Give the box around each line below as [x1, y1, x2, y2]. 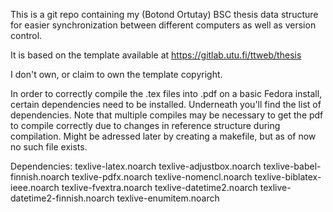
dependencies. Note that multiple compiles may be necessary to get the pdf [10, 109, 324, 121]
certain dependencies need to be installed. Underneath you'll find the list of [10, 99, 322, 110]
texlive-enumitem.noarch [116, 192, 220, 204]
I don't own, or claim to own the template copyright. [10, 69, 223, 80]
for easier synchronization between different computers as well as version [10, 19, 317, 31]
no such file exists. [10, 141, 88, 153]
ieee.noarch [10, 182, 60, 193]
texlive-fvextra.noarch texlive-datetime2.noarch [61, 182, 258, 193]
